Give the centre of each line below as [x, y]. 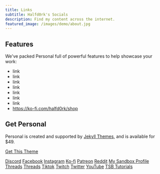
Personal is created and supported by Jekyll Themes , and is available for [80, 136]
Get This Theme [22, 151]
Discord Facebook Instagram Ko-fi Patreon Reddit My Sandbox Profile [77, 161]
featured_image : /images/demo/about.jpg [48, 24]
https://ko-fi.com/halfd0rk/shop [45, 109]
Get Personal [26, 124]
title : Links [19, 10]
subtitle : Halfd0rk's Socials [37, 15]
